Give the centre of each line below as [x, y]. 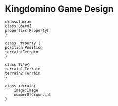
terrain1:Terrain [23, 69]
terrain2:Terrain [23, 73]
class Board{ [18, 26]
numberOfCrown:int [33, 95]
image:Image [26, 90]
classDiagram [18, 22]
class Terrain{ [21, 86]
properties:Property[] [28, 30]
